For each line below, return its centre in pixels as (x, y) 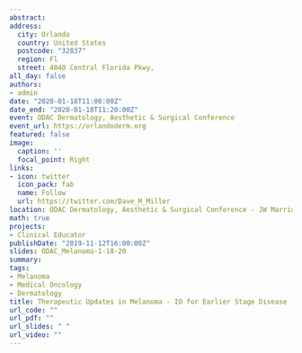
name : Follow (42, 193)
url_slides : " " (40, 327)
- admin (24, 93)
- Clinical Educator (48, 234)
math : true (30, 218)
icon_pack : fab (46, 185)
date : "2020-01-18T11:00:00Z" (66, 101)
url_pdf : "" (31, 318)
